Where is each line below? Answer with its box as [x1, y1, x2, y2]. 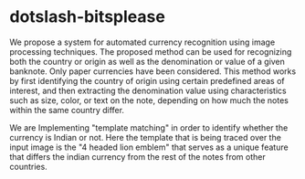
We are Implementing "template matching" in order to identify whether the [9, 121, 289, 133]
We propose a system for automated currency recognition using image [9, 37, 276, 47]
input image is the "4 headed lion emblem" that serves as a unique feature [9, 142, 289, 153]
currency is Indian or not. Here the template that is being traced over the [9, 132, 281, 142]
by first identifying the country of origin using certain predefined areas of [9, 75, 285, 86]
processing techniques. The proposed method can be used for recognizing [9, 46, 292, 57]
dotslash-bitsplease [9, 6, 166, 27]
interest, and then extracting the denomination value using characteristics [9, 85, 287, 96]
